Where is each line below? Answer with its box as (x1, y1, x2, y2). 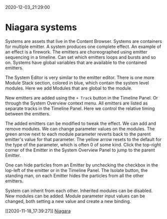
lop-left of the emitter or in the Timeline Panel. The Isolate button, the (5, 167, 148, 173)
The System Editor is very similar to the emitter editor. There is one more (5, 74, 154, 80)
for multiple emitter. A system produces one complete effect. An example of (5, 43, 161, 49)
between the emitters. (5, 110, 50, 116)
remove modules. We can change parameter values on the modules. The (5, 125, 155, 131)
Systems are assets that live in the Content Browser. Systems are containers (5, 38, 162, 44)
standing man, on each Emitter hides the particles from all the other (5, 172, 144, 178)
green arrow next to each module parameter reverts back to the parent (5, 131, 151, 137)
